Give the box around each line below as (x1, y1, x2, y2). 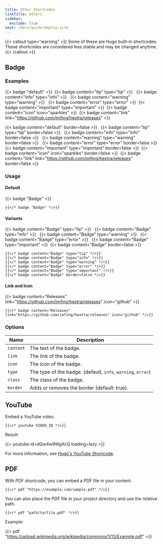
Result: (5, 432, 19, 438)
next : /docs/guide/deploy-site (5, 25, 69, 30)
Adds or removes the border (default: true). (30, 384, 128, 391)
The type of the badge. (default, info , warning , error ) (30, 368, 151, 375)
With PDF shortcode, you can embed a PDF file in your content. (5, 478, 132, 484)
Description (76, 336, 105, 343)
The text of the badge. (30, 344, 81, 351)
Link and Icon (5, 282, 33, 288)
